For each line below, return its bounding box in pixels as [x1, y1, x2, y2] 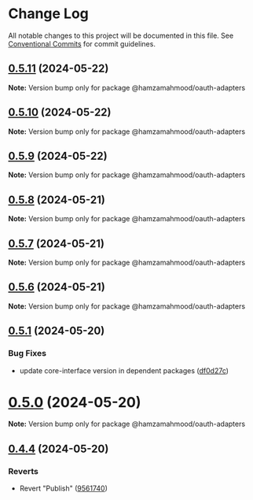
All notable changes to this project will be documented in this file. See [8, 31, 234, 40]
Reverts [8, 465, 39, 476]
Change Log [8, 5, 89, 23]
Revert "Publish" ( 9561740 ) [19, 483, 108, 493]
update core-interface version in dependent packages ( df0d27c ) [19, 365, 229, 375]
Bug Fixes [8, 348, 47, 359]
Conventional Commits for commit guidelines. [8, 39, 156, 48]
